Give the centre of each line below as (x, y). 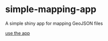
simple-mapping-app (51, 9)
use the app (18, 33)
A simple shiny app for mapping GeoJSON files (54, 23)
